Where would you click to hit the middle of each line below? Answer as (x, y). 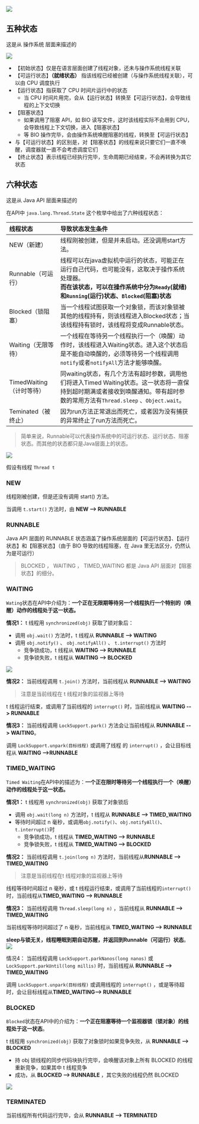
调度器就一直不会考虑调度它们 (62, 149)
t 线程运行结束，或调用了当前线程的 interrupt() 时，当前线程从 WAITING (96, 706)
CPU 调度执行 (43, 82)
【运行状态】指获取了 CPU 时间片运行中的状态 (71, 90)
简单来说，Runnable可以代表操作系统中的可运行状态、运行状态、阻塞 (105, 436)
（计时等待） (27, 390)
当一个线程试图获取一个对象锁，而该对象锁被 (123, 307)
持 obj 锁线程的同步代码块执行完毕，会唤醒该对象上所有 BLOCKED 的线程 (104, 1060)
